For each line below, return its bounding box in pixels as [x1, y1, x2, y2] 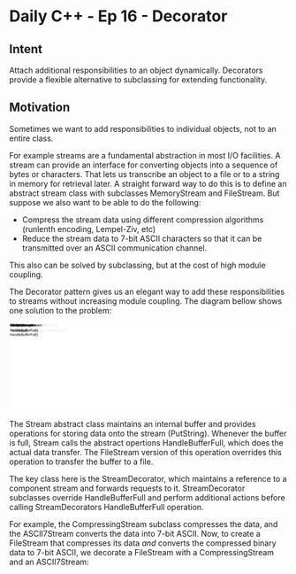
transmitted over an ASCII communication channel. [21, 242, 208, 253]
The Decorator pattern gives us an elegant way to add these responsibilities [9, 286, 285, 297]
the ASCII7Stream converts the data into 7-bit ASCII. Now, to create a [9, 528, 261, 539]
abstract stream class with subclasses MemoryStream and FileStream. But [9, 188, 280, 198]
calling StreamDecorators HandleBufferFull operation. [9, 501, 205, 512]
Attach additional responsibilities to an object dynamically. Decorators [9, 65, 263, 75]
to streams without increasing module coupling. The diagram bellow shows [9, 295, 283, 306]
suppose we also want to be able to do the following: [9, 197, 201, 207]
